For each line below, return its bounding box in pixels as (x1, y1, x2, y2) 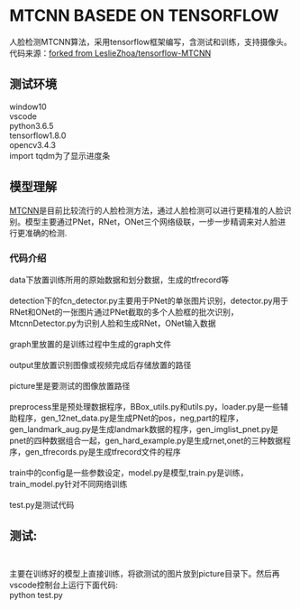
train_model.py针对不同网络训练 (9, 478, 128, 489)
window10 (9, 101, 47, 112)
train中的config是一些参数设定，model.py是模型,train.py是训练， (9, 466, 249, 478)
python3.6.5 (9, 120, 54, 131)
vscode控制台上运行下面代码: (9, 579, 119, 590)
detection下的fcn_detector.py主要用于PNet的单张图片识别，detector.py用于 (9, 295, 289, 306)
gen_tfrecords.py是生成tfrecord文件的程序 (24, 446, 182, 457)
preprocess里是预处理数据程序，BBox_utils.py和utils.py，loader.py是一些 (9, 401, 281, 411)
